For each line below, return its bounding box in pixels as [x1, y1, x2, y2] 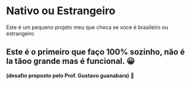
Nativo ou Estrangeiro [6, 4, 116, 18]
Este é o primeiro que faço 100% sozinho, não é [6, 47, 185, 57]
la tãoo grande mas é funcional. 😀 [6, 56, 135, 66]
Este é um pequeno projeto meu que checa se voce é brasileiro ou [6, 24, 168, 31]
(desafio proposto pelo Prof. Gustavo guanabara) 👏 [6, 72, 135, 79]
